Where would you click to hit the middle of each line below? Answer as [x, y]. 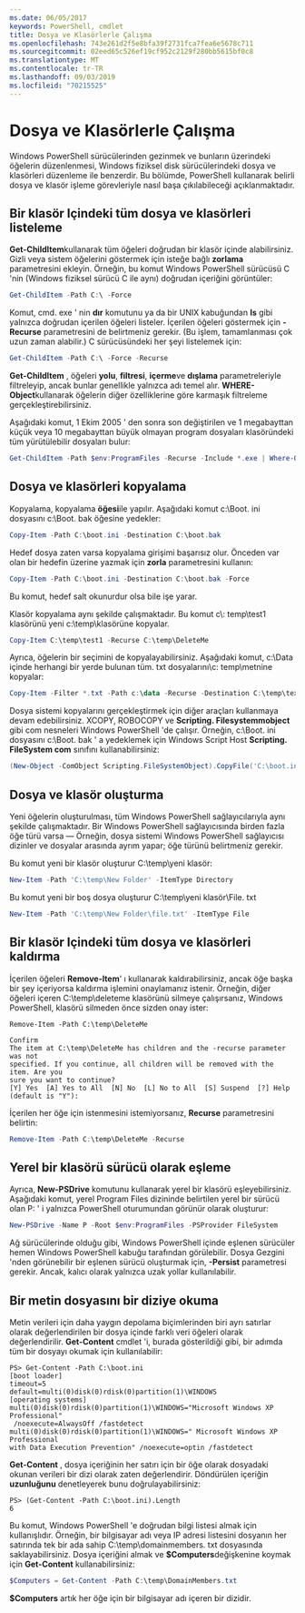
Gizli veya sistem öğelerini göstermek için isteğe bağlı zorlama [126, 259]
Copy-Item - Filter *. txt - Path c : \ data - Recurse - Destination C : [136, 694]
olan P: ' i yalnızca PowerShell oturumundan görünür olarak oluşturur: [139, 1209]
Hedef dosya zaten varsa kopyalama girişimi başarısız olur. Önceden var [144, 553]
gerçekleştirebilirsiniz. [50, 405]
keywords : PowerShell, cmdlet [67, 26]
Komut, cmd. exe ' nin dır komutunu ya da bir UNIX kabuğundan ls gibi [141, 313]
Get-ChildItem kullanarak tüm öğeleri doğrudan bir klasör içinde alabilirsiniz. [151, 249]
